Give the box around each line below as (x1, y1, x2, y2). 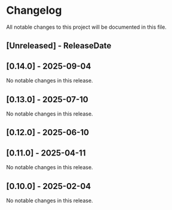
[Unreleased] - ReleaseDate (6, 41, 112, 51)
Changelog (6, 4, 62, 17)
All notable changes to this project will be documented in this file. (6, 23, 167, 31)
